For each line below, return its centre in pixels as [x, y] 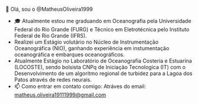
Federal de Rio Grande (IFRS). [50, 36]
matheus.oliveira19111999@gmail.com [60, 95]
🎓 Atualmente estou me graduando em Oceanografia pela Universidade [103, 21]
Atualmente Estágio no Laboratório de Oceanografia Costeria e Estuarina [103, 61]
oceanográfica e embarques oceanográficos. [69, 54]
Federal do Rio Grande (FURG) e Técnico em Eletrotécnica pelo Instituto [102, 29]
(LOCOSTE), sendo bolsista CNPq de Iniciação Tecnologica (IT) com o [100, 67]
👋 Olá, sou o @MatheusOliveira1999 [49, 9]
